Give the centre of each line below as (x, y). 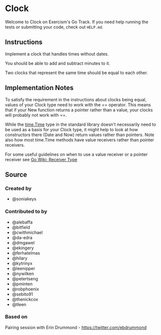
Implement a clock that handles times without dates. (57, 54)
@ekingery (23, 248)
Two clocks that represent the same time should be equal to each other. (77, 73)
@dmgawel (23, 243)
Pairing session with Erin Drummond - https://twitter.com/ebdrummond (76, 327)
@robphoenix (26, 289)
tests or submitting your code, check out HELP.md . (54, 27)
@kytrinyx (22, 263)
